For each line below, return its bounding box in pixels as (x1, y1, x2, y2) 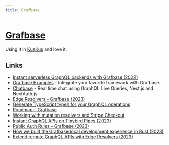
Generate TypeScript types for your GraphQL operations (12, 101, 131, 107)
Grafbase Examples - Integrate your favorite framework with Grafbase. (12, 80, 161, 86)
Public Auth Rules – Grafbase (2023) (12, 123, 89, 129)
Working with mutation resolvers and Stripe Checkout (12, 112, 125, 119)
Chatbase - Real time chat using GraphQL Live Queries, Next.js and (12, 85, 154, 92)
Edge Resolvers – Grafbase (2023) (12, 96, 85, 102)
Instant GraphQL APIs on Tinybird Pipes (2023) (12, 118, 111, 124)
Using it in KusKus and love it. (5, 46, 67, 52)
